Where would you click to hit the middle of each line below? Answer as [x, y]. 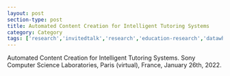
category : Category [35, 32]
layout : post [26, 13]
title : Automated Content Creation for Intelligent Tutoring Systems [108, 26]
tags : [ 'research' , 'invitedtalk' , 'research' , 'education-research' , [105, 39]
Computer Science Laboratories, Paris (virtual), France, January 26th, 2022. [114, 65]
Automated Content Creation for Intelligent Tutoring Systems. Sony [101, 58]
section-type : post [35, 20]
